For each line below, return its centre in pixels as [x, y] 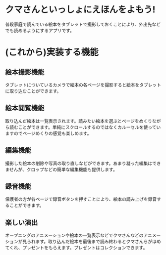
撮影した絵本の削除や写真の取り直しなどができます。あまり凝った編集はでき [83, 163]
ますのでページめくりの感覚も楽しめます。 [48, 133]
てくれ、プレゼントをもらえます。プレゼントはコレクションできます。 [76, 248]
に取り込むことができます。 [33, 91]
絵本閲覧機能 [25, 108]
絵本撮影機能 [25, 72]
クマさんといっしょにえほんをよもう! [80, 10]
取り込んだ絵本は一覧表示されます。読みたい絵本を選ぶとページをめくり [79, 121]
